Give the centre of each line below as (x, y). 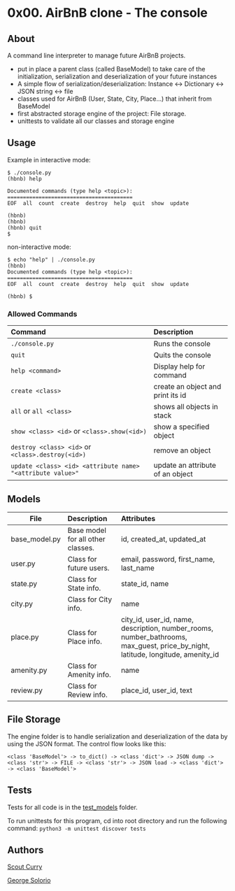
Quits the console (182, 355)
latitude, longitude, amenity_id (170, 654)
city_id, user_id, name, (157, 619)
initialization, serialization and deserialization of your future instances (117, 76)
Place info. (85, 641)
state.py (24, 583)
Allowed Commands (42, 314)
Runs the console (182, 344)
